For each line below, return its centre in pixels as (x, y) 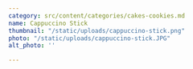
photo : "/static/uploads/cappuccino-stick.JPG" (90, 38)
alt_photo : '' (32, 46)
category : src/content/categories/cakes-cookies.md (96, 16)
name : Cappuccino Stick (48, 23)
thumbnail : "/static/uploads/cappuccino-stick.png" (96, 30)
